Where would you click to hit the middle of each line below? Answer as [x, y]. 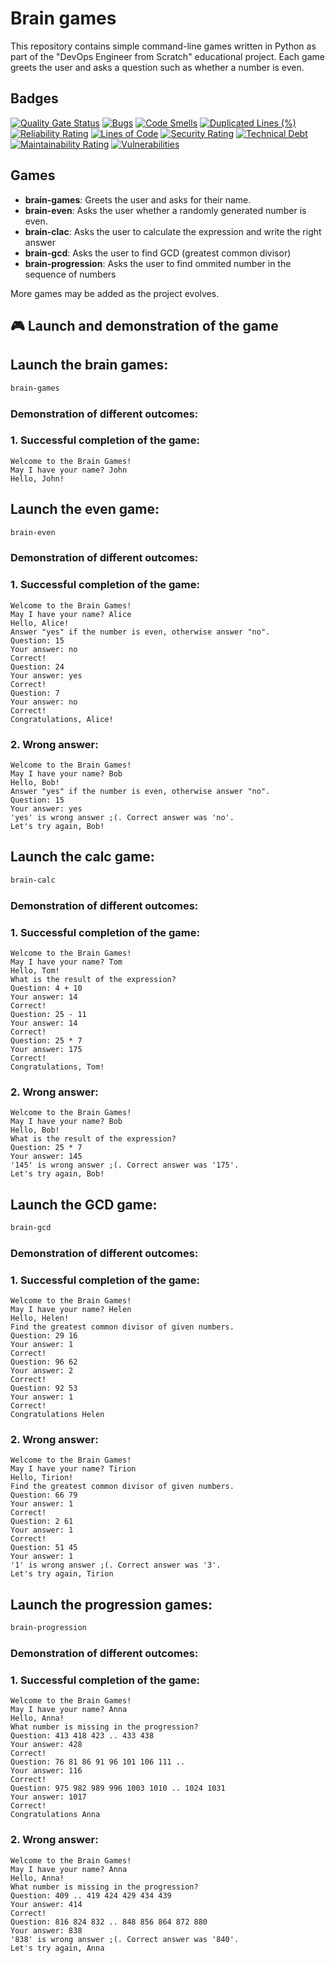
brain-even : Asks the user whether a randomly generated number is [165, 210]
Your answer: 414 [46, 1904]
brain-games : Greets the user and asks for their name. [138, 199]
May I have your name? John [69, 470]
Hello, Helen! [40, 1318]
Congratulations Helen [57, 1415]
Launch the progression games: [111, 1604]
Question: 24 [37, 667]
